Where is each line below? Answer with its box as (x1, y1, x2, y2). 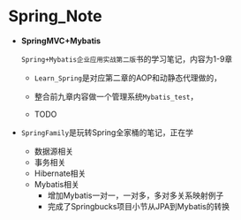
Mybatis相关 (34, 178, 80, 189)
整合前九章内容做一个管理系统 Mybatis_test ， (34, 91, 199, 102)
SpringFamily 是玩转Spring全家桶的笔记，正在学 (20, 126, 193, 138)
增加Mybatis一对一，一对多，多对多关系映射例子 (47, 190, 224, 201)
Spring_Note (8, 6, 102, 27)
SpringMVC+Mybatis (20, 35, 102, 46)
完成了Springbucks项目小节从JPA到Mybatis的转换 (47, 201, 230, 211)
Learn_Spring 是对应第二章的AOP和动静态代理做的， (34, 72, 222, 83)
